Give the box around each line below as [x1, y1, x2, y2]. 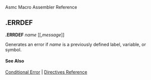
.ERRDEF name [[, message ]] [5, 32, 65, 38]
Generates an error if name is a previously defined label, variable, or [5, 41, 146, 47]
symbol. [5, 47, 22, 53]
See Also [5, 58, 24, 64]
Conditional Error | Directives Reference [5, 69, 88, 75]
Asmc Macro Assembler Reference [5, 4, 77, 10]
